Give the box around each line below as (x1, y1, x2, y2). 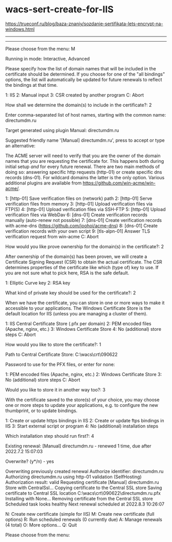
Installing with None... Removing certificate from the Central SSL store (5, 495, 153, 501)
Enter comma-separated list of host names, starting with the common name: (5, 111, 166, 118)
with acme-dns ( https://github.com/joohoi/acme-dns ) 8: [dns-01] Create (5, 222, 158, 229)
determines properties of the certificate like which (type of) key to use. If (5, 264, 159, 270)
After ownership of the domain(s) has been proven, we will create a (5, 253, 147, 259)
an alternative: (5, 142, 36, 148)
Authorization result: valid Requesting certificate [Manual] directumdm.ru (5, 479, 160, 485)
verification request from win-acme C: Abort (5, 233, 99, 239)
